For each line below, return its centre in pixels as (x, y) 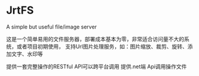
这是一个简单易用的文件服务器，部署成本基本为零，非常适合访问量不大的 (95, 39)
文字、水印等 (27, 53)
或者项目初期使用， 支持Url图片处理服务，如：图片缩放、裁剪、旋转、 (102, 46)
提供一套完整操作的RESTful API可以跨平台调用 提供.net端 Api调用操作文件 (97, 66)
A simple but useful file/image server (52, 27)
